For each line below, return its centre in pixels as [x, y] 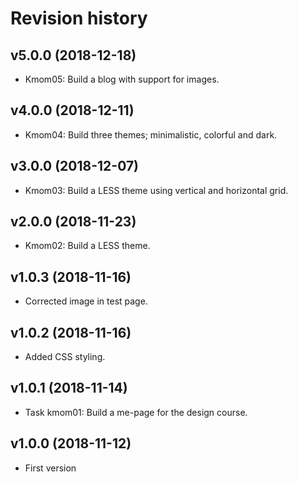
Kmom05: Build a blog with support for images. [122, 79]
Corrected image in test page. [86, 301]
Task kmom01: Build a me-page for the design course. [136, 412]
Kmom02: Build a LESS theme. [87, 246]
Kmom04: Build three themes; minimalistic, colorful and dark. [151, 134]
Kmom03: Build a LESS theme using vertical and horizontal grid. [156, 190]
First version [50, 468]
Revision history [79, 18]
